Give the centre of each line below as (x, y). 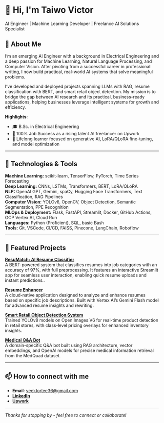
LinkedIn (21, 396)
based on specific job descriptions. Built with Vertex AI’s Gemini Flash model (82, 300)
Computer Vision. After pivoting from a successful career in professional (78, 66)
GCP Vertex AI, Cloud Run (31, 217)
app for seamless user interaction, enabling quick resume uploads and (76, 275)
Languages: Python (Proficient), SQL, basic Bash (54, 223)
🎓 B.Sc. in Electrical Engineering (45, 126)
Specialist (15, 28)
